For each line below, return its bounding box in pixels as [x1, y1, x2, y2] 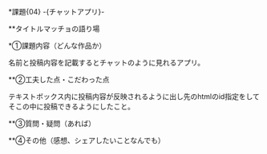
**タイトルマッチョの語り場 [8, 24, 100, 34]
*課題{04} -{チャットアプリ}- [8, 7, 105, 16]
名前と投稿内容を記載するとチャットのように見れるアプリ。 [8, 58, 205, 67]
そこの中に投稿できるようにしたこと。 [8, 102, 135, 111]
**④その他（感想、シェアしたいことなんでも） [8, 136, 166, 145]
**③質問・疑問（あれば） [8, 119, 96, 128]
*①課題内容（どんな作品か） [8, 41, 107, 50]
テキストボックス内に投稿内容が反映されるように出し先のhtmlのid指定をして [8, 92, 261, 101]
